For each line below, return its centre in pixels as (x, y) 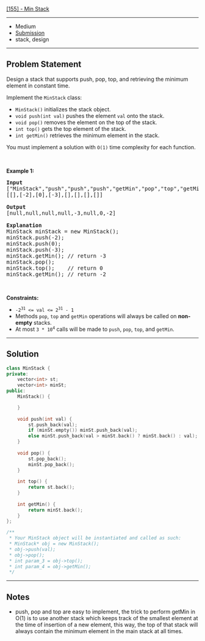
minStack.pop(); (31, 262)
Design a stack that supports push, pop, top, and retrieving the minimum (97, 79)
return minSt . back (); (56, 510)
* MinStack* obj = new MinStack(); (54, 544)
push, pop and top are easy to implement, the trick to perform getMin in (105, 612)
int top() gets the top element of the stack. (71, 128)
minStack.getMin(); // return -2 (56, 274)
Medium (26, 26)
